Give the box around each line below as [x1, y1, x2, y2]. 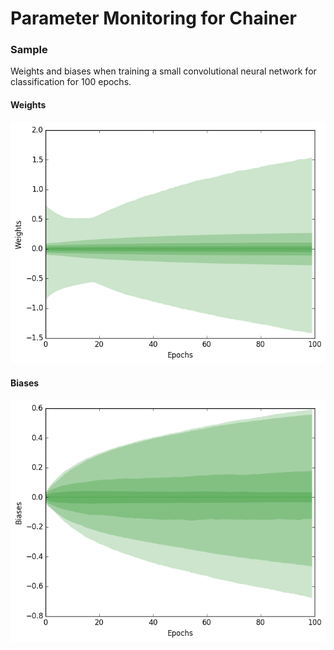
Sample [10, 43, 48, 57]
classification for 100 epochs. [10, 76, 132, 88]
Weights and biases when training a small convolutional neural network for [10, 65, 317, 77]
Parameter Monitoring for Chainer [10, 7, 297, 30]
